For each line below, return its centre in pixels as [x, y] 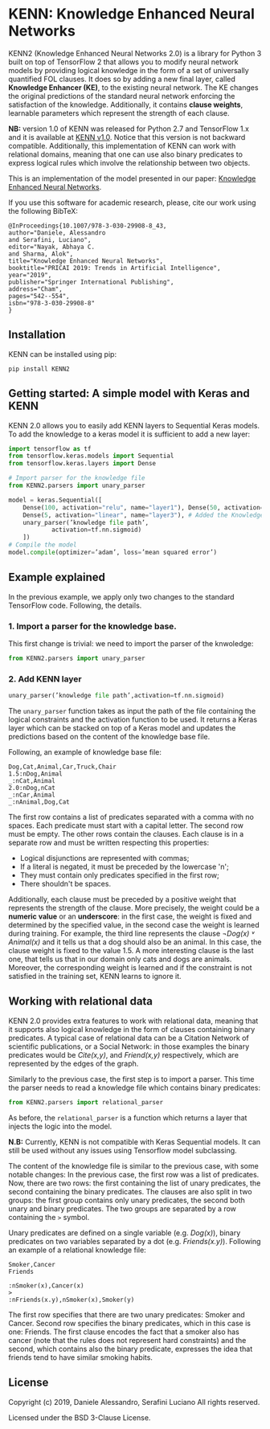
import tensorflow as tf [50, 448]
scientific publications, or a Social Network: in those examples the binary [129, 1046]
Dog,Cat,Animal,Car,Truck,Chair [62, 767]
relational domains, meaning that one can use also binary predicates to [126, 154]
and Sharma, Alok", [41, 254]
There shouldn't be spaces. [65, 884]
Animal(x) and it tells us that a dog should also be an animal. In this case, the [135, 942]
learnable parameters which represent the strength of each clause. [119, 113]
